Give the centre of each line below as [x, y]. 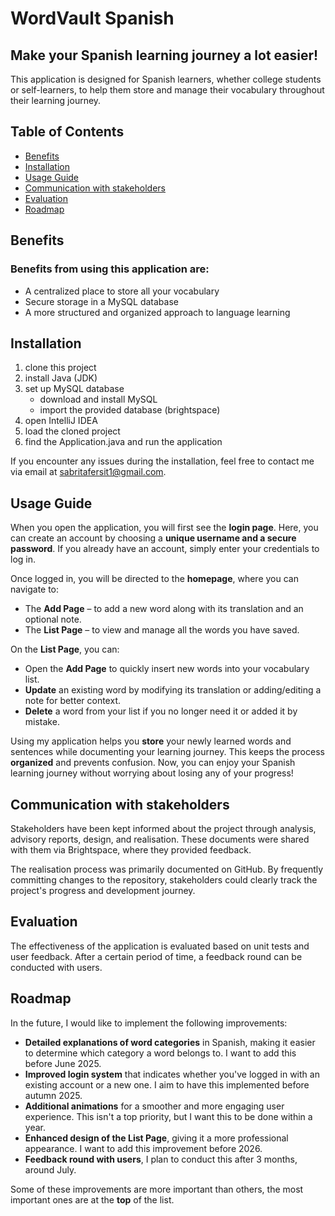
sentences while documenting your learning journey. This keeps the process [167, 752]
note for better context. [72, 701]
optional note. [53, 619]
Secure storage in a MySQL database [101, 301]
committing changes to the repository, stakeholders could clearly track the [164, 879]
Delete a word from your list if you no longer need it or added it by [161, 711]
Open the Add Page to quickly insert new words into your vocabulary [167, 669]
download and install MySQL [98, 399]
